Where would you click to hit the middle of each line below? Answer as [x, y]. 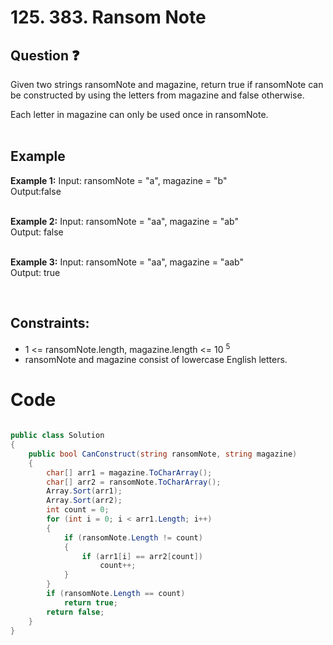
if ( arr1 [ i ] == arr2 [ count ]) [142, 556]
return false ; [75, 612]
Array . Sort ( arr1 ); [84, 491]
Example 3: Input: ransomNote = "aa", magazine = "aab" [127, 262]
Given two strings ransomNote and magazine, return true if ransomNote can [167, 84]
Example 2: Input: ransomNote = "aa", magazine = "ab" [124, 221]
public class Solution [57, 436]
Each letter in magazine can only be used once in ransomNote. [139, 114]
